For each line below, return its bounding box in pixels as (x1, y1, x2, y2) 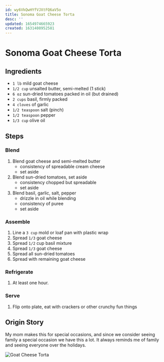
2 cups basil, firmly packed (12, 96, 68, 102)
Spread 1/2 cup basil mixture (12, 240, 72, 246)
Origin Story (5, 318, 44, 327)
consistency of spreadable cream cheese (19, 163, 105, 170)
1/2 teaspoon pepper (12, 112, 56, 118)
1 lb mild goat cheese (12, 80, 58, 86)
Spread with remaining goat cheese (12, 256, 86, 262)
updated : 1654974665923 (5, 21, 55, 26)
